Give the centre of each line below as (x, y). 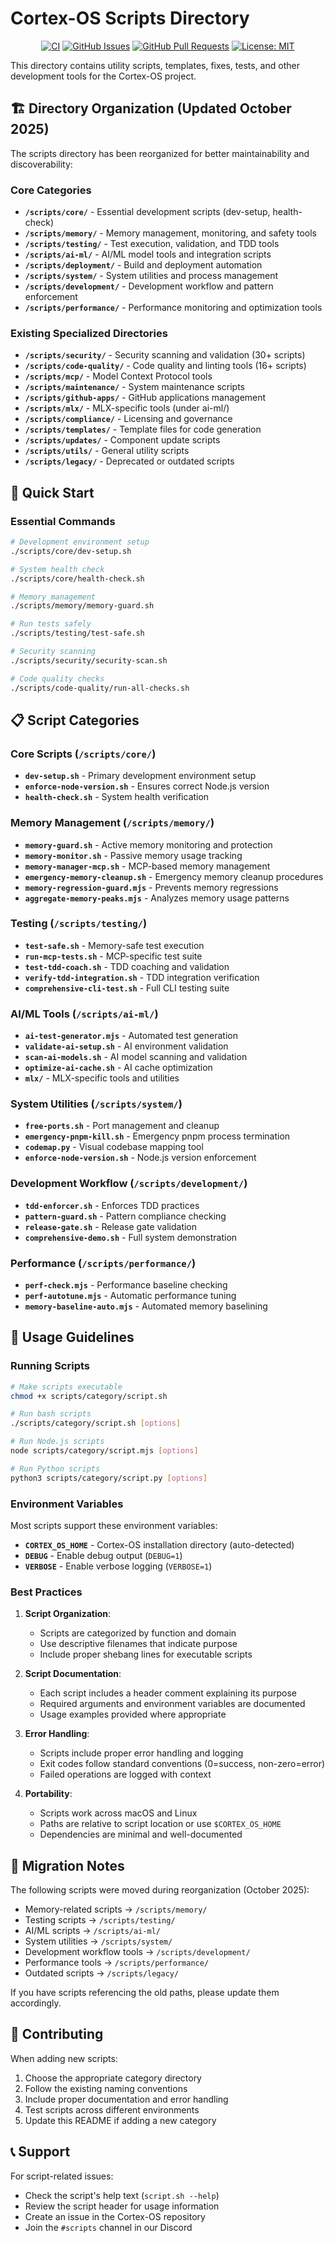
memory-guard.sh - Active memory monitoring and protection (148, 844)
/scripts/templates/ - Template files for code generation (143, 429)
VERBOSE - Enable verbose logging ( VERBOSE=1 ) (118, 1566)
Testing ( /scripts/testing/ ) (79, 924)
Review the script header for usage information (122, 2206)
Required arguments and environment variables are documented (172, 1704)
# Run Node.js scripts (57, 1442)
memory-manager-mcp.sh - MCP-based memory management (147, 866)
